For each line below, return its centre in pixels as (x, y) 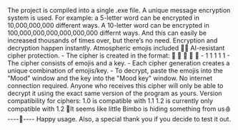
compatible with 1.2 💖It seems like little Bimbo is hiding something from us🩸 (119, 109)
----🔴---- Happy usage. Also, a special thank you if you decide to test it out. (119, 119)
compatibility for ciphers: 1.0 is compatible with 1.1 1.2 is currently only (110, 101)
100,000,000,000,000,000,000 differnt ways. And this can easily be (107, 33)
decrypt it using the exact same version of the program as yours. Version (115, 93)
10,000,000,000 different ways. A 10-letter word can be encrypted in (108, 25)
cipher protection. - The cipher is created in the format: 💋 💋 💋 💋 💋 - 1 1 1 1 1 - (119, 55)
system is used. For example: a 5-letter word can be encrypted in (104, 18)
